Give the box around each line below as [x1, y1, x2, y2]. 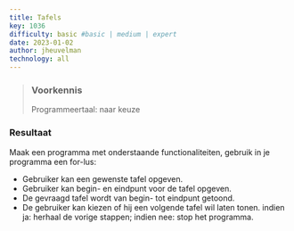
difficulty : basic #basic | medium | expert [9, 29, 177, 38]
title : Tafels [9, 12, 62, 22]
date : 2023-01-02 [9, 37, 74, 47]
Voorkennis [30, 84, 83, 96]
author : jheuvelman [9, 46, 82, 55]
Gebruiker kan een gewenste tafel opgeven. [21, 173, 184, 184]
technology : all [9, 54, 69, 63]
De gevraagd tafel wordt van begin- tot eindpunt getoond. [21, 193, 235, 203]
